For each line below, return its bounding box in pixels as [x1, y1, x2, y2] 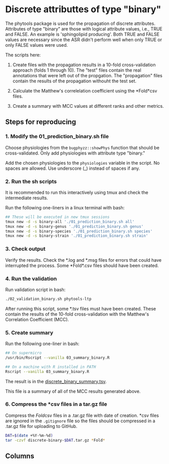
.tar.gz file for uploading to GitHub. [5, 423, 77, 429]
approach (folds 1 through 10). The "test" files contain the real [12, 67, 142, 73]
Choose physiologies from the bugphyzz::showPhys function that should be [5, 144, 159, 150]
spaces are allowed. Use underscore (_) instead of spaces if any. [5, 165, 140, 171]
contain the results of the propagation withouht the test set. [12, 78, 137, 84]
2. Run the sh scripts [5, 178, 57, 185]
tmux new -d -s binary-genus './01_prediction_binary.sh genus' [5, 224, 144, 229]
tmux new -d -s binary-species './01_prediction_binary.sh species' [5, 229, 153, 234]
